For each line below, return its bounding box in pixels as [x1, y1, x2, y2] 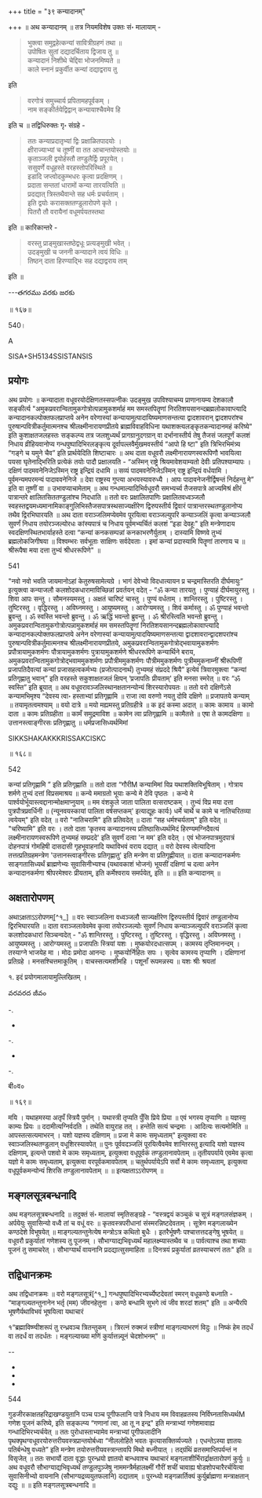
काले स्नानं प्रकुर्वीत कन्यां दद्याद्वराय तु [27, 64, 118, 74]
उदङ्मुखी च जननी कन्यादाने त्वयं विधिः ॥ [27, 248, 128, 256]
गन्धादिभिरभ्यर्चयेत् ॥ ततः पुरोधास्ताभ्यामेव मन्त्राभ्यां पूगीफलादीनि [8, 1427, 162, 1437]
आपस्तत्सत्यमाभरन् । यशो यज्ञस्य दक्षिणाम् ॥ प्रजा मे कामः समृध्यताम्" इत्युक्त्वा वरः [8, 1130, 207, 1140]
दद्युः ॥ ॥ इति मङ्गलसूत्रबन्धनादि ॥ [8, 1481, 96, 1490]
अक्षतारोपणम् [8, 891, 54, 905]
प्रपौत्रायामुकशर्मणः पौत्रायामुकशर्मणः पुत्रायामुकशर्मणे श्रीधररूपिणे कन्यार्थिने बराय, [8, 647, 196, 656]
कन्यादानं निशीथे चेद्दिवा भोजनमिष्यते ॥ [27, 56, 120, 65]
